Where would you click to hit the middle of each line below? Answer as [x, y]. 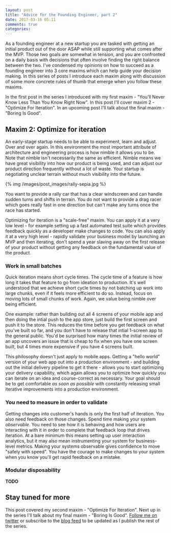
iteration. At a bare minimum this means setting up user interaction [75, 435]
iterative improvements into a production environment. [62, 389]
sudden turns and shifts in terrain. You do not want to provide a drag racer [83, 199]
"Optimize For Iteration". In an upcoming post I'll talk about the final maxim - [85, 108]
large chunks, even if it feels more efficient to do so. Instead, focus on [79, 293]
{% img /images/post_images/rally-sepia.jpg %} [56, 184]
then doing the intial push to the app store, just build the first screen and [81, 319]
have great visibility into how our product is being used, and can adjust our [84, 163]
